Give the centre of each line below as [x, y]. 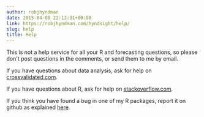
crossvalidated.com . [32, 77]
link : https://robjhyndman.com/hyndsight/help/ [68, 23]
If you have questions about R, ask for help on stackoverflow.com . [90, 89]
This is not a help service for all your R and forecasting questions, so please [102, 52]
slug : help [20, 29]
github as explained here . [38, 107]
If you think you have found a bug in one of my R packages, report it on [96, 101]
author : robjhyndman [33, 12]
